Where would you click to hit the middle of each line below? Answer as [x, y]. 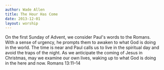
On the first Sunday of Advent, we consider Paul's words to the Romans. [78, 37]
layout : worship [22, 23]
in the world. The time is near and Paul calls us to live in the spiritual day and [82, 47]
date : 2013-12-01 [23, 19]
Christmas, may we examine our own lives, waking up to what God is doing [81, 58]
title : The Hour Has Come [31, 14]
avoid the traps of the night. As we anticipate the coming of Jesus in [74, 53]
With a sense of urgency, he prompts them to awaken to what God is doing [80, 43]
